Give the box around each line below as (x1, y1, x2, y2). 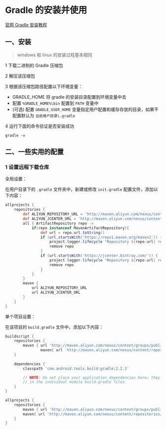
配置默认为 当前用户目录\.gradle (12, 112, 76, 118)
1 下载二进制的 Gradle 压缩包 (5, 62, 63, 68)
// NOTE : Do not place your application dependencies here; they (23, 375, 161, 380)
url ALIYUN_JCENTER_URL (31, 290, 81, 295)
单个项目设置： (5, 313, 36, 320)
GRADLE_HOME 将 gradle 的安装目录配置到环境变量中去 (12, 94, 127, 100)
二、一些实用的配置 (5, 148, 64, 156)
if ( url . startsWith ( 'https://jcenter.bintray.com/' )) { (40, 253, 158, 258)
